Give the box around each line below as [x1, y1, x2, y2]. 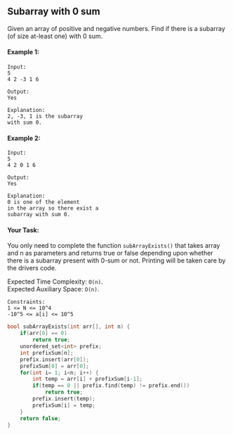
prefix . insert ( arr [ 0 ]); [20, 355, 90, 363]
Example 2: [7, 134, 41, 142]
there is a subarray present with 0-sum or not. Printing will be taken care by [7, 256, 226, 265]
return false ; [20, 415, 61, 422]
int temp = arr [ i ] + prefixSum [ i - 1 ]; [32, 376, 142, 383]
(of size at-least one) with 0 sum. [7, 32, 103, 40]
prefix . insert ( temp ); [32, 396, 96, 403]
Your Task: [7, 225, 40, 234]
